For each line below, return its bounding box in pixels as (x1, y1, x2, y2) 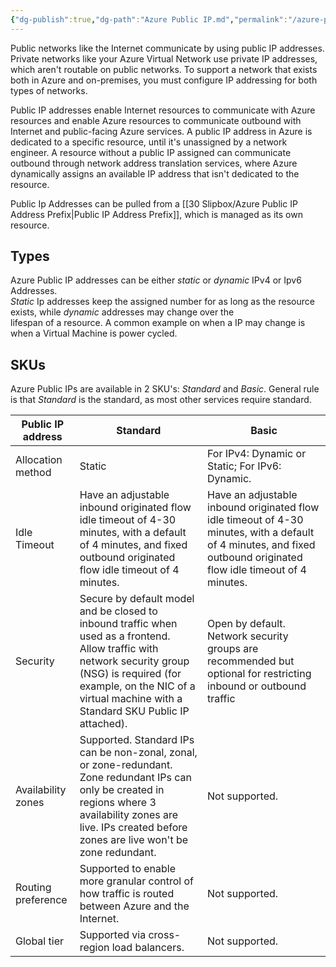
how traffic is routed (79, 887, 175, 901)
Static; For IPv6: (207, 459, 282, 473)
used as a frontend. (79, 629, 171, 643)
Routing (15, 881, 52, 895)
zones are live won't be (79, 833, 189, 847)
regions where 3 (79, 796, 157, 810)
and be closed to (79, 604, 158, 618)
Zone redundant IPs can (79, 771, 192, 785)
